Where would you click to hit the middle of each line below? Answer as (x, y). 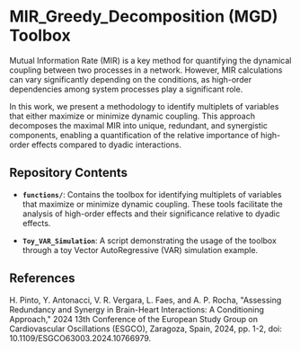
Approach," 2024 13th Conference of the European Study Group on (134, 319)
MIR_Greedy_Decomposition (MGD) (144, 17)
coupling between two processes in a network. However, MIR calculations (146, 70)
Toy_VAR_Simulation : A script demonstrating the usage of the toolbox (149, 241)
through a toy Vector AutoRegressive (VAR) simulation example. (140, 250)
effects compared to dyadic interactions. (106, 145)
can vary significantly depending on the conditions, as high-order (131, 79)
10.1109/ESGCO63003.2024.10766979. (80, 338)
